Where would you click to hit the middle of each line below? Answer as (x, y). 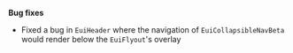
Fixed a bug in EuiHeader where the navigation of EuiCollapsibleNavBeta (153, 30)
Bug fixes (26, 13)
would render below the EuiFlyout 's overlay (101, 39)
